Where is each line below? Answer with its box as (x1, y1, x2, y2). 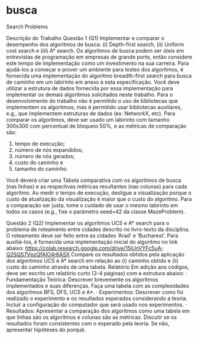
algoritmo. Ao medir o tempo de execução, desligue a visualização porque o (6, 189, 192, 196)
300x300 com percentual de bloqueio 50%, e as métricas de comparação (6, 122, 187, 129)
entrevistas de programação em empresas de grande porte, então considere (6, 53, 193, 60)
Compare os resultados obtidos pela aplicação (70, 250, 185, 257)
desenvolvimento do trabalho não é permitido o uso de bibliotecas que (6, 97, 178, 104)
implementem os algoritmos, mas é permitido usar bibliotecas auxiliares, (6, 103, 182, 110)
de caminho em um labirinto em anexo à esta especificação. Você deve (6, 78, 180, 86)
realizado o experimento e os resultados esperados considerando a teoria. (6, 295, 188, 302)
